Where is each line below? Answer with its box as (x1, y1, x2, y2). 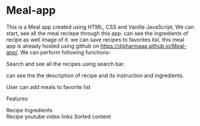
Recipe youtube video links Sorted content (6, 113, 111, 120)
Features (6, 95, 28, 102)
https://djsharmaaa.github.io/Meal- (100, 42, 187, 50)
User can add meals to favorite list (6, 83, 91, 90)
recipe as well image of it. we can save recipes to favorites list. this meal (6, 36, 184, 43)
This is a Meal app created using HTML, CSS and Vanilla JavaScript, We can (6, 23, 195, 30)
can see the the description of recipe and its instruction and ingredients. (6, 72, 184, 79)
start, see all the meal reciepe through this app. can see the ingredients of (6, 29, 189, 36)
